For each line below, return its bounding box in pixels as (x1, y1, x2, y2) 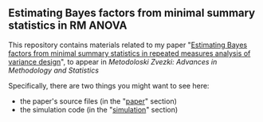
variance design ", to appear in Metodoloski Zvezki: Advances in (8, 57, 218, 66)
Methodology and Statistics (8, 65, 100, 75)
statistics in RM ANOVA (8, 19, 128, 33)
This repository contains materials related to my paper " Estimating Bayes (8, 40, 248, 49)
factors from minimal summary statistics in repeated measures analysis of (8, 48, 251, 58)
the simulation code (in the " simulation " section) (19, 104, 179, 114)
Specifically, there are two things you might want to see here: (8, 81, 210, 90)
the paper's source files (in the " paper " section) (19, 96, 178, 106)
